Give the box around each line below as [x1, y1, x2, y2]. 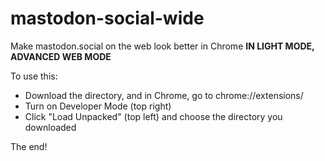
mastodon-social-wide [10, 7, 205, 30]
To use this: [10, 70, 58, 82]
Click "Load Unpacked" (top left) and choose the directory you [24, 110, 283, 122]
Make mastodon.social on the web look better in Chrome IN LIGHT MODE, [10, 40, 315, 52]
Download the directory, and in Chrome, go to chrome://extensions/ [24, 89, 304, 101]
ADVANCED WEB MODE [10, 50, 112, 62]
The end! [10, 140, 48, 152]
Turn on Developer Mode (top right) [24, 100, 172, 112]
